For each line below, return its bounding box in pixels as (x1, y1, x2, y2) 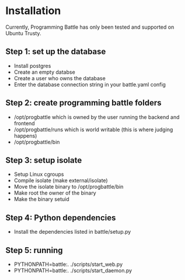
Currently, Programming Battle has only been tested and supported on (5, 23, 174, 30)
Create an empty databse (13, 69, 75, 76)
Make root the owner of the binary (13, 189, 97, 197)
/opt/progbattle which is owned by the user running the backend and (13, 113, 180, 121)
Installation (5, 4, 61, 18)
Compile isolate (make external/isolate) (13, 177, 109, 184)
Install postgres (13, 62, 51, 69)
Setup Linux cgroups (13, 171, 65, 178)
